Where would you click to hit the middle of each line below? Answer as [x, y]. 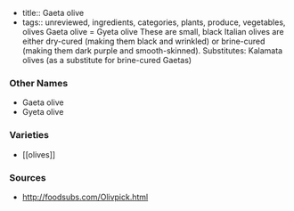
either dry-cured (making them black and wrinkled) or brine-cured [143, 41]
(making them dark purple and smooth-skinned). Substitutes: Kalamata [152, 51]
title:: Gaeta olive [53, 13]
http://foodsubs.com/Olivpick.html [85, 197]
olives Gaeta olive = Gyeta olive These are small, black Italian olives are [153, 32]
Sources [28, 177]
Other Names [39, 83]
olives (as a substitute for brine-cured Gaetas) [107, 60]
